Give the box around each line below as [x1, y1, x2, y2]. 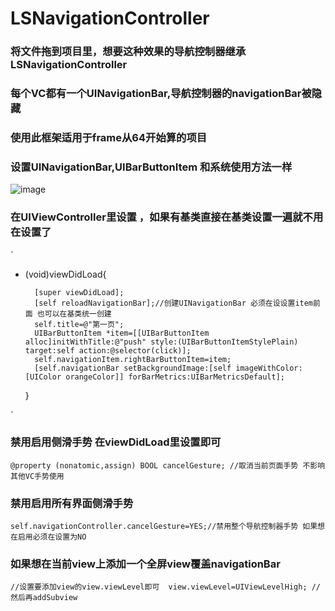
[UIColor [24, 372, 62, 382]
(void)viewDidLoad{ [24, 268, 107, 280]
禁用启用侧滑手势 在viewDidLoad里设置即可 [10, 435, 222, 449]
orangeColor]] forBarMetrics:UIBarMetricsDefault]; [65, 372, 286, 382]
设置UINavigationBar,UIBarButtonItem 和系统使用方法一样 [10, 160, 293, 174]
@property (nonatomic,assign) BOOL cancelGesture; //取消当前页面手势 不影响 [10, 460, 326, 471]
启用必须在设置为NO [17, 532, 87, 542]
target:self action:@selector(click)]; [24, 345, 192, 356]
